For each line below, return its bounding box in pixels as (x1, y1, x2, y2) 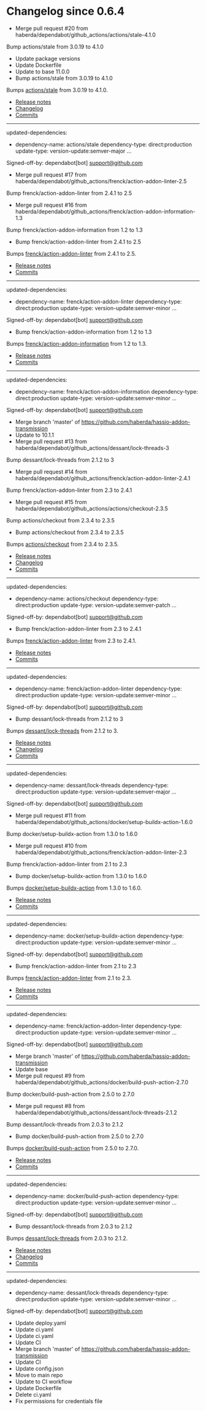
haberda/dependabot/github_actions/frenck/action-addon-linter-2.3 (15, 848, 187, 856)
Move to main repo (15, 1371, 63, 1378)
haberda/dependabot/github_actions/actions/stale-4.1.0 (15, 31, 156, 38)
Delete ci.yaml (15, 1391, 51, 1398)
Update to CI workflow (15, 1378, 72, 1385)
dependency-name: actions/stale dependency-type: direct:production (15, 140, 192, 148)
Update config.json (15, 1364, 64, 1372)
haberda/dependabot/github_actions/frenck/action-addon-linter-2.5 (15, 177, 187, 185)
